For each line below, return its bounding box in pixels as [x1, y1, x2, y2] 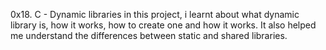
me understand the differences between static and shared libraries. [10, 30, 288, 41]
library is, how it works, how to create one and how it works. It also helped [10, 19, 317, 31]
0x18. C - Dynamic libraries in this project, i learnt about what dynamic [10, 9, 300, 20]
